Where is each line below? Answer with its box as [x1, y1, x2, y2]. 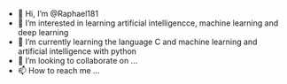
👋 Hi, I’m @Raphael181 [17, 9, 99, 19]
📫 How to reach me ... [17, 65, 100, 75]
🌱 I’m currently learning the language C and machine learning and [17, 36, 258, 47]
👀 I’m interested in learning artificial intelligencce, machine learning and [17, 18, 279, 28]
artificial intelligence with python [17, 46, 137, 57]
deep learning [17, 27, 69, 37]
